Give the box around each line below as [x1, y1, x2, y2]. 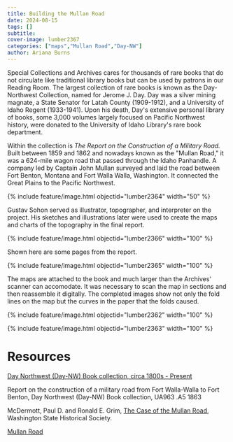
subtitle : [7, 29, 36, 37]
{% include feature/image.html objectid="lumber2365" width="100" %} [7, 261, 213, 269]
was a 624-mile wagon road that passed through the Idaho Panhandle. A [7, 156, 217, 164]
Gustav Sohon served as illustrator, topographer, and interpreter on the [7, 206, 212, 214]
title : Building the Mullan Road [7, 10, 105, 17]
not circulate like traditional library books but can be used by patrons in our [7, 76, 224, 84]
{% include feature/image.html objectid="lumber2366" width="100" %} [7, 234, 213, 242]
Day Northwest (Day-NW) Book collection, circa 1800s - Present [7, 371, 192, 380]
